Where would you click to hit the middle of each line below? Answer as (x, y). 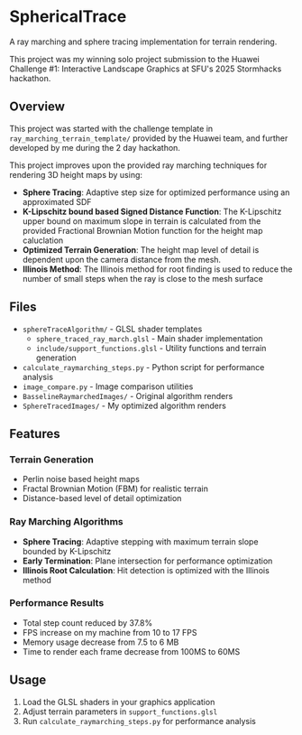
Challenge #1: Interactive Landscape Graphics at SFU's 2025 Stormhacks (146, 69)
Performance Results (57, 603)
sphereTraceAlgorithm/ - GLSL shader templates (112, 329)
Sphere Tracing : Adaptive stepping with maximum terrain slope (140, 541)
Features (35, 434)
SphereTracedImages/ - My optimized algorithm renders (124, 405)
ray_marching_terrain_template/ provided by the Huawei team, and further (149, 138)
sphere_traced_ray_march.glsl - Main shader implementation (149, 338)
